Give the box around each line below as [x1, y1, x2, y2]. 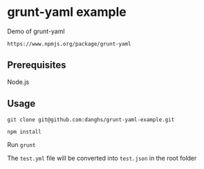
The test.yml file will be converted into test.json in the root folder [7, 154, 197, 162]
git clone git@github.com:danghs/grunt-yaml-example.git [7, 116, 175, 123]
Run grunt [7, 140, 36, 149]
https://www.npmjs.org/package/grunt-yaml [7, 40, 131, 47]
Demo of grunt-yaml [7, 27, 65, 35]
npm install [7, 128, 41, 135]
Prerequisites [7, 60, 66, 71]
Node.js [7, 78, 30, 86]
